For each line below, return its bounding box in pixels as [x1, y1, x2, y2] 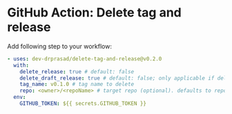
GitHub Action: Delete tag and [7, 5, 182, 21]
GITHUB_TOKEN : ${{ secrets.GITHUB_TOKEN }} [19, 100, 147, 107]
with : [13, 62, 30, 69]
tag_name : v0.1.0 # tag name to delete [19, 81, 135, 88]
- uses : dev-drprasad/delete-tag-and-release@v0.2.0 [7, 55, 162, 62]
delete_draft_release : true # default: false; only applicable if [19, 74, 215, 82]
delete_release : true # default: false [19, 68, 135, 75]
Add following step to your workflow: [7, 42, 113, 50]
